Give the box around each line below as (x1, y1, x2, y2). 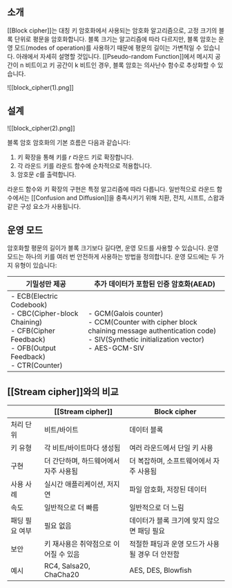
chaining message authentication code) (88, 326, 217, 336)
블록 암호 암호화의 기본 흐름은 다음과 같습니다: (7, 138, 131, 147)
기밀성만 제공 (26, 279, 66, 289)
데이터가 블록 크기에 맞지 (129, 516, 205, 526)
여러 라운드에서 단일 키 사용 (129, 443, 213, 453)
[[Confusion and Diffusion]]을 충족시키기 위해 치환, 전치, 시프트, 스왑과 (30, 193, 224, 202)
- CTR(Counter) (10, 360, 64, 370)
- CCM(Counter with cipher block (88, 318, 197, 327)
